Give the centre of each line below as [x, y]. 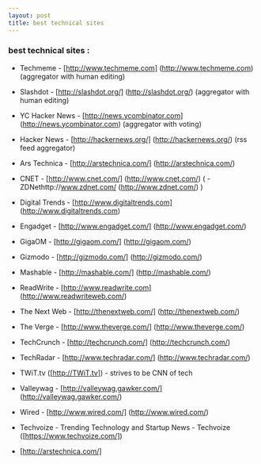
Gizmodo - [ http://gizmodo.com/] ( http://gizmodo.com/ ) [111, 257]
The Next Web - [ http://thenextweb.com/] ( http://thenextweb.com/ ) [129, 311]
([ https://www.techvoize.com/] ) [71, 435]
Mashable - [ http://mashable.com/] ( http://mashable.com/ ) [115, 272]
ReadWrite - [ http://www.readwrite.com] [85, 287]
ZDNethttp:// [40, 186]
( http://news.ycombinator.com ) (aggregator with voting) [110, 124]
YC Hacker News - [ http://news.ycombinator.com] [101, 115]
